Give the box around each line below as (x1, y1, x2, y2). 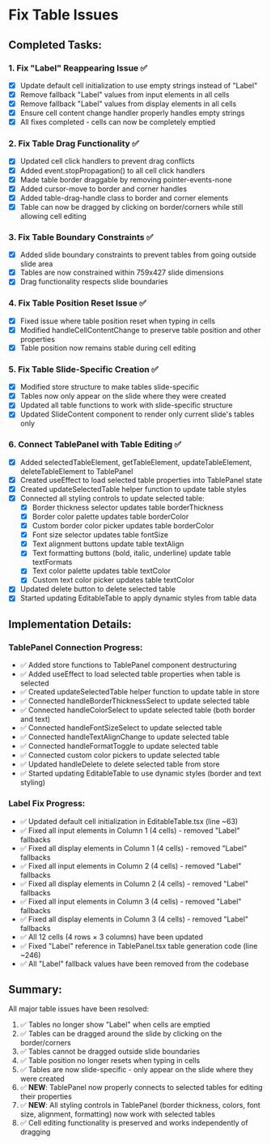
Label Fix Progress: (8, 798, 86, 810)
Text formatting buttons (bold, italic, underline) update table (32, 549, 231, 558)
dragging (19, 1127, 51, 1137)
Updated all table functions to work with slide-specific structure (19, 400, 233, 410)
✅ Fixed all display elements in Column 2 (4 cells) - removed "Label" (19, 878, 249, 888)
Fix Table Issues (8, 6, 119, 24)
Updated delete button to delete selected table (19, 584, 176, 594)
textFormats (32, 558, 73, 567)
